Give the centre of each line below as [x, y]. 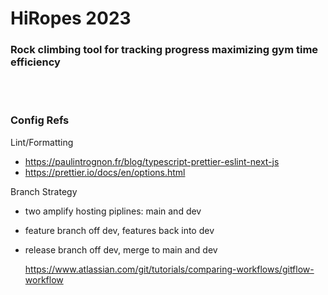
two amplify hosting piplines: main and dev [113, 211]
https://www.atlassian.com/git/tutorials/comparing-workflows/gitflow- [169, 269]
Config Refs [40, 120]
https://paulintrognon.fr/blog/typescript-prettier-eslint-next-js [152, 161]
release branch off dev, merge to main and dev [121, 249]
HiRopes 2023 [71, 18]
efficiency [35, 62]
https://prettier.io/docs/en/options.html [105, 172]
